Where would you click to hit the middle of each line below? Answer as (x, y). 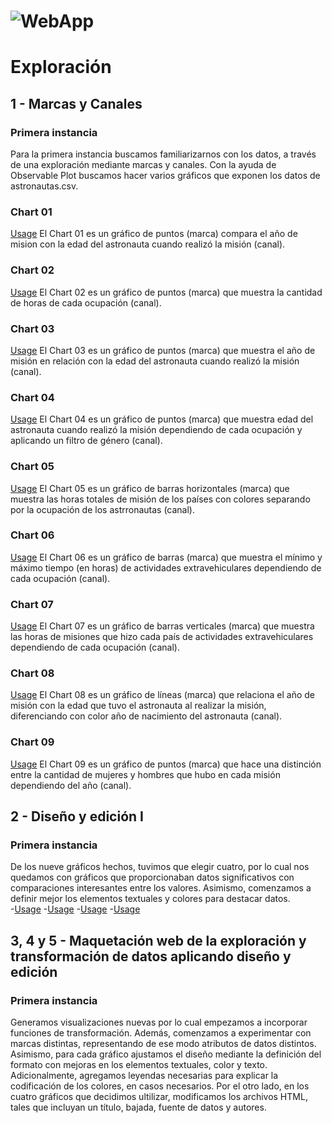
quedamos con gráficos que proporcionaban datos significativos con (152, 877)
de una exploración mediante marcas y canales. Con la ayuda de (143, 165)
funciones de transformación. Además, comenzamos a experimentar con (161, 1033)
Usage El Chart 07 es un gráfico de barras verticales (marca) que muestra (162, 626)
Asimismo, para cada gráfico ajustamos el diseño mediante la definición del (166, 1054)
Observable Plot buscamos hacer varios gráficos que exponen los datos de (165, 176)
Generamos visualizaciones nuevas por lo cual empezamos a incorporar (159, 1022)
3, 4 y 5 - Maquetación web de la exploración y (158, 940)
